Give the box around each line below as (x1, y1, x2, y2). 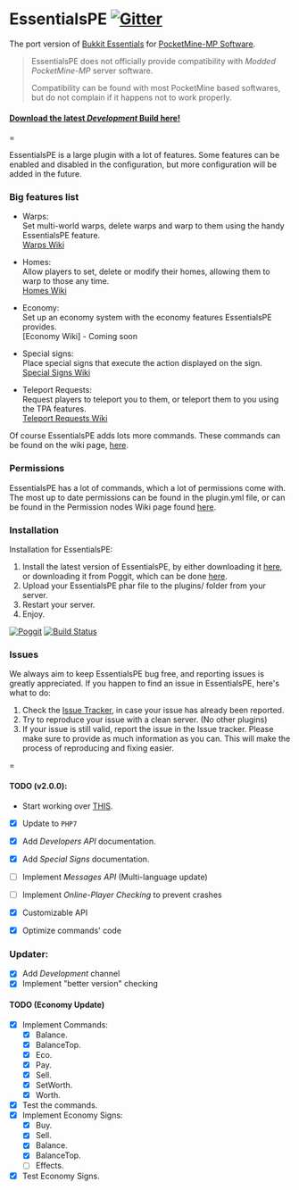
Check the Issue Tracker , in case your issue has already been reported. (21, 705, 285, 716)
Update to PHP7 (21, 818, 78, 828)
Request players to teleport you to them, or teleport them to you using (21, 394, 279, 405)
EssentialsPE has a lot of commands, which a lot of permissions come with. (9, 482, 287, 493)
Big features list (9, 191, 79, 204)
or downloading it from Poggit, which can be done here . (21, 571, 228, 582)
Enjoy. (21, 609, 46, 620)
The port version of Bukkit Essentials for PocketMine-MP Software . (9, 38, 256, 49)
